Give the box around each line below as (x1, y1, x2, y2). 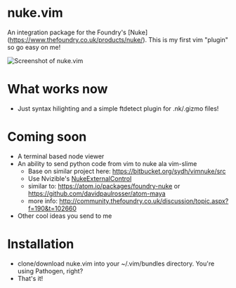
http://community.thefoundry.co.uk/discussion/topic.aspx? (59, 196, 229, 205)
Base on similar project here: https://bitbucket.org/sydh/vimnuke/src (27, 167, 226, 175)
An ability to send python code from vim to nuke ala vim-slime (17, 159, 197, 167)
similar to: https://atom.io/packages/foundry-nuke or (27, 181, 181, 190)
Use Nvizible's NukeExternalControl (27, 174, 132, 183)
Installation (7, 236, 74, 252)
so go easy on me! (7, 43, 61, 51)
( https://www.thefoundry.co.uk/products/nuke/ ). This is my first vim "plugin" (7, 35, 228, 43)
